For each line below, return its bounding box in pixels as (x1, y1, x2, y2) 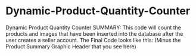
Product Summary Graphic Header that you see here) (5, 43, 136, 50)
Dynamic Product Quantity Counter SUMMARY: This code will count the (5, 24, 181, 31)
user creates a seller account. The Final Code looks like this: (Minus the (5, 36, 181, 43)
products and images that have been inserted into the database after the (5, 30, 183, 37)
